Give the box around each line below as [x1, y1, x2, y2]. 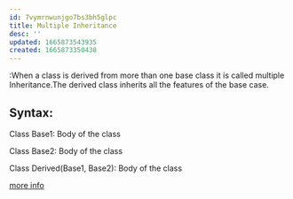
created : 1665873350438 [9, 46, 98, 55]
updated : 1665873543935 [9, 37, 98, 47]
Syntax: [9, 105, 53, 120]
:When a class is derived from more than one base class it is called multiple [9, 70, 285, 80]
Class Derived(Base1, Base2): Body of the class [9, 163, 183, 173]
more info [9, 180, 44, 190]
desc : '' [9, 29, 42, 38]
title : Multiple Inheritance [9, 21, 117, 30]
